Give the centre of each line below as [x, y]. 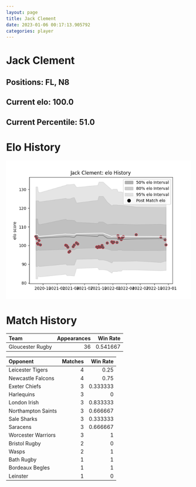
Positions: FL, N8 [38, 82]
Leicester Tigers [28, 370]
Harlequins [22, 394]
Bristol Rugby [25, 443]
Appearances [74, 338]
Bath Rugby [23, 459]
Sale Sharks [23, 418]
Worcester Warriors [32, 435]
